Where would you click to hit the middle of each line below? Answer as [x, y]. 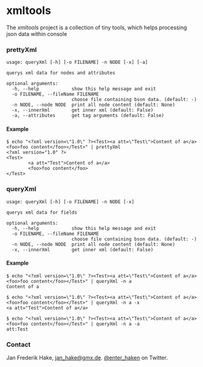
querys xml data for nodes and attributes [61, 73]
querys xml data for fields [42, 212]
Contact [19, 344]
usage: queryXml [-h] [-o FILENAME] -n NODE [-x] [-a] [77, 62]
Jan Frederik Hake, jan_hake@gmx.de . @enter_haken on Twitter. [87, 358]
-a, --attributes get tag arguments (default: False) [88, 116]
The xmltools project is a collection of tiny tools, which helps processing [97, 27]
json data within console [37, 33]
